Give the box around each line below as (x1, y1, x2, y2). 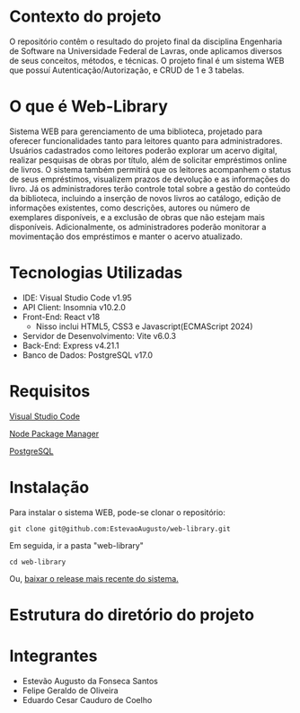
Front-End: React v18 (22, 311, 101, 322)
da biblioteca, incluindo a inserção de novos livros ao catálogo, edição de (9, 192, 281, 203)
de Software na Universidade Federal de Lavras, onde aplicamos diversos (9, 45, 283, 56)
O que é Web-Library (9, 96, 169, 117)
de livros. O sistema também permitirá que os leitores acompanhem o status (9, 164, 292, 174)
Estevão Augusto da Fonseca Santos (22, 675, 159, 686)
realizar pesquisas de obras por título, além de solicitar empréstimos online (9, 155, 287, 165)
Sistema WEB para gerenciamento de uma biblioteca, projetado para (9, 126, 263, 137)
